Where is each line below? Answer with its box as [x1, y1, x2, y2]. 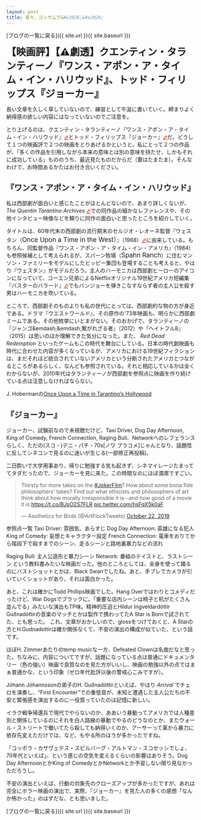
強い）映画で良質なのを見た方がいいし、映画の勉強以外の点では [32, 661, 190, 668]
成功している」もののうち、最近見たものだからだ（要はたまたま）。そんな [11, 156, 193, 163]
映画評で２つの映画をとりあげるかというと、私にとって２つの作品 [26, 141, 190, 148]
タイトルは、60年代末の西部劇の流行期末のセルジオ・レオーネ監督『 [6, 227, 176, 235]
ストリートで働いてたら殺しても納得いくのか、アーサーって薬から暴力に [16, 724, 194, 732]
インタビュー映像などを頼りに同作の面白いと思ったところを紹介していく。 [11, 215, 196, 222]
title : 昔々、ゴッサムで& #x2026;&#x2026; [6, 14, 104, 20]
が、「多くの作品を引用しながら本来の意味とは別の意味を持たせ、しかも [6, 148, 182, 155]
